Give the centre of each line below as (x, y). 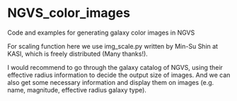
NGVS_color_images (69, 13)
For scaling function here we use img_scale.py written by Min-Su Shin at (112, 46)
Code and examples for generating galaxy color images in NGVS (101, 32)
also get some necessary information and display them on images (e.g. (111, 82)
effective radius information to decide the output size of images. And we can (119, 75)
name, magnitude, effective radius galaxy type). (77, 90)
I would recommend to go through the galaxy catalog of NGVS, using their (115, 67)
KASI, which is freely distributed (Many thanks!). (78, 54)
